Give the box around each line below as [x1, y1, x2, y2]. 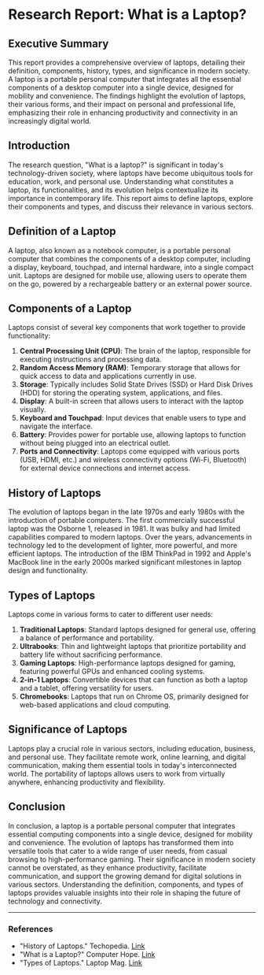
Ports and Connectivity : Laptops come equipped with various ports [19, 447, 240, 456]
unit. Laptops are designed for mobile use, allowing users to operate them [8, 270, 247, 280]
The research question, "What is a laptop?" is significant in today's [8, 160, 224, 169]
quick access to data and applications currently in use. [19, 372, 196, 381]
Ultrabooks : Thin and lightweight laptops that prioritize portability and [19, 642, 246, 651]
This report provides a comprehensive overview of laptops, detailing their [8, 57, 246, 67]
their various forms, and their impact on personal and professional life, [8, 100, 236, 109]
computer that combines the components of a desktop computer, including [8, 254, 251, 263]
